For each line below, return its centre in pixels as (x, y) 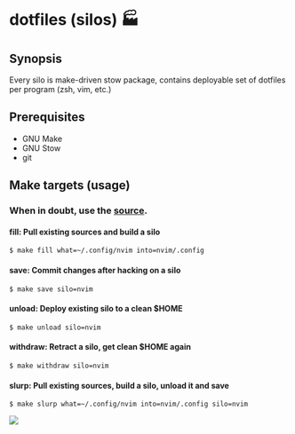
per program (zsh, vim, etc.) (60, 89)
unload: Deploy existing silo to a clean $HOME (96, 309)
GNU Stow (41, 148)
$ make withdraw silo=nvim (59, 366)
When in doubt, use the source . (79, 210)
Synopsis (36, 58)
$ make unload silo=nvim (55, 327)
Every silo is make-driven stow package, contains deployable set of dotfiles (147, 80)
